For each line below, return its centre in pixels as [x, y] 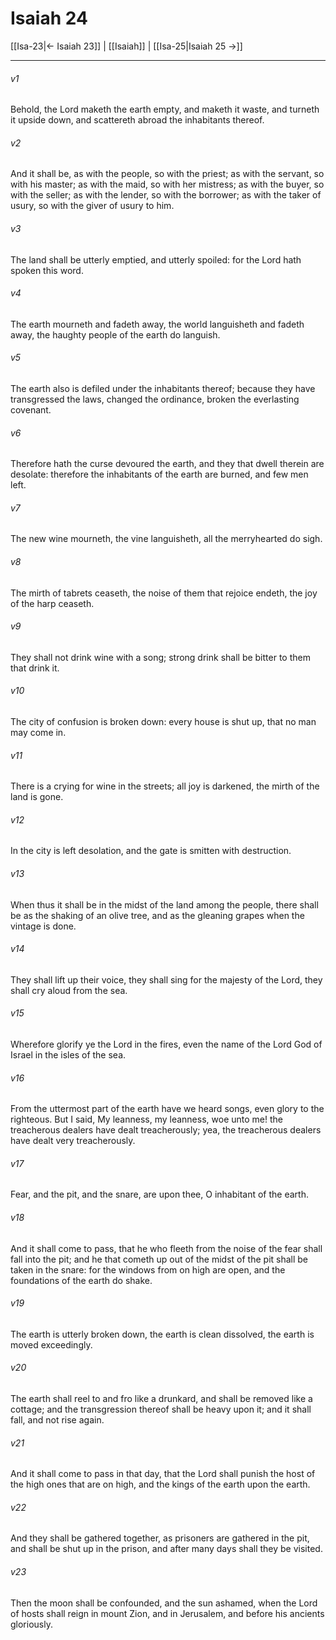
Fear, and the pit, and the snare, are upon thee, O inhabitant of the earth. [159, 1194]
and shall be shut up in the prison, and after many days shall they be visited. [166, 1549]
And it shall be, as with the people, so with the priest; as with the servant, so [167, 174]
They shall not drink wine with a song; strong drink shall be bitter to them [160, 657]
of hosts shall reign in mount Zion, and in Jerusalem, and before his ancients [167, 1613]
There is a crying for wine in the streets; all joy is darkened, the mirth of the [165, 786]
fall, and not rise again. [57, 1420]
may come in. [38, 732]
